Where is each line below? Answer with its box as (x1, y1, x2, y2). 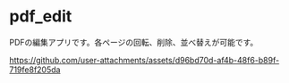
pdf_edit (9, 6, 72, 27)
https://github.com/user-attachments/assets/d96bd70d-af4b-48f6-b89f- (9, 54, 280, 65)
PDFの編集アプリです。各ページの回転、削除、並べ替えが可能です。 (9, 37, 259, 47)
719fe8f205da (9, 64, 61, 75)
